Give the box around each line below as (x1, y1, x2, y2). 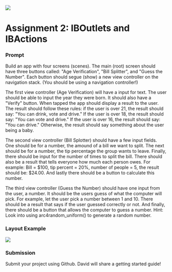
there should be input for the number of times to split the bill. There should (5, 153, 163, 160)
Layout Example (5, 225, 46, 232)
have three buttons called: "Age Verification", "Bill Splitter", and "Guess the (5, 69, 163, 75)
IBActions (5, 33, 48, 45)
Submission (5, 249, 36, 256)
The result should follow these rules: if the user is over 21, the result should (5, 105, 164, 112)
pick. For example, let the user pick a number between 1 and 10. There (5, 196, 154, 202)
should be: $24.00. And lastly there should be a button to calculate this (5, 170, 155, 176)
